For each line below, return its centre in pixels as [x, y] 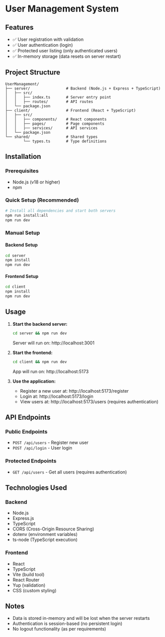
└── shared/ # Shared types [52, 137]
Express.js [23, 518]
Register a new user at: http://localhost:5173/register [74, 391]
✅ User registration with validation [48, 39]
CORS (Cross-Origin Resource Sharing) [53, 529]
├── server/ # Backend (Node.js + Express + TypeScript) [83, 88]
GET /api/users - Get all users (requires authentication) [70, 472]
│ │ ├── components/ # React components [56, 119]
